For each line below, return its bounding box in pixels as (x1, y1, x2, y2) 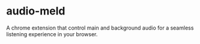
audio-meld (6, 4, 65, 18)
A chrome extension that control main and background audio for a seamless (6, 24, 194, 31)
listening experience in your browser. (6, 30, 98, 37)
